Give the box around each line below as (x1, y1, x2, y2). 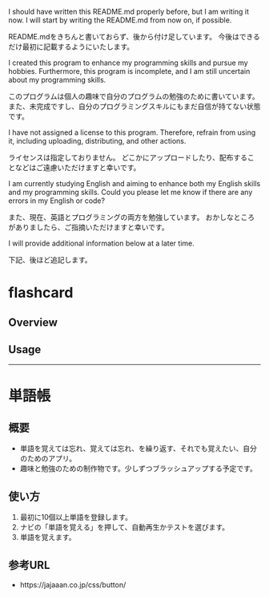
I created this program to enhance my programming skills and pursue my (8, 58, 248, 67)
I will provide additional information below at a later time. (8, 238, 195, 248)
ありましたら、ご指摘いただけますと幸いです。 (14, 222, 170, 232)
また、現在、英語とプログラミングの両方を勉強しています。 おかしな (8, 213, 235, 221)
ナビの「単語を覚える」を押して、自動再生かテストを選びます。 (19, 522, 230, 532)
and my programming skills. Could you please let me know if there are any (8, 188, 253, 197)
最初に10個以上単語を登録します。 (19, 513, 132, 522)
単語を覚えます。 (19, 533, 76, 542)
